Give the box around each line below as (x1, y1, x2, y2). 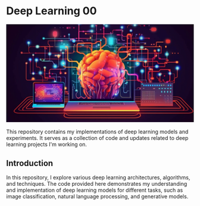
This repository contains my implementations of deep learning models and (6, 128, 189, 135)
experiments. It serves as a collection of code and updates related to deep (6, 135, 189, 142)
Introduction (6, 158, 54, 168)
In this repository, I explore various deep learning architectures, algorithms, (6, 174, 190, 181)
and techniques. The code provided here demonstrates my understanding (6, 180, 187, 188)
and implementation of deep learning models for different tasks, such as (6, 186, 183, 194)
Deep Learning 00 (6, 4, 97, 18)
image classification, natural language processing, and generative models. (6, 193, 189, 200)
